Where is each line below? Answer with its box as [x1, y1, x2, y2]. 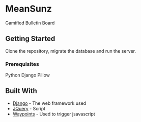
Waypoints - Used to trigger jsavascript [12, 111, 95, 117]
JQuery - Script [12, 105, 46, 111]
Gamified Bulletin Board [5, 20, 55, 26]
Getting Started [5, 34, 55, 43]
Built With [5, 87, 37, 95]
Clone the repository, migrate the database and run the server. [5, 48, 136, 54]
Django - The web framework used [12, 100, 87, 106]
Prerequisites [5, 60, 39, 67]
